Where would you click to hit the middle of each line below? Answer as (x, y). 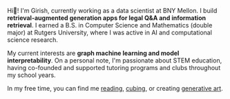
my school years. (32, 75)
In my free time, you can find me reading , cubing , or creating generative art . (115, 88)
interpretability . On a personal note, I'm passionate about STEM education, (115, 60)
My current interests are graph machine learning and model (93, 53)
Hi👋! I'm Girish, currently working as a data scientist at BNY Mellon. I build (112, 11)
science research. (33, 40)
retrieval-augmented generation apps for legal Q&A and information (106, 18)
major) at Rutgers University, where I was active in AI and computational (110, 32)
